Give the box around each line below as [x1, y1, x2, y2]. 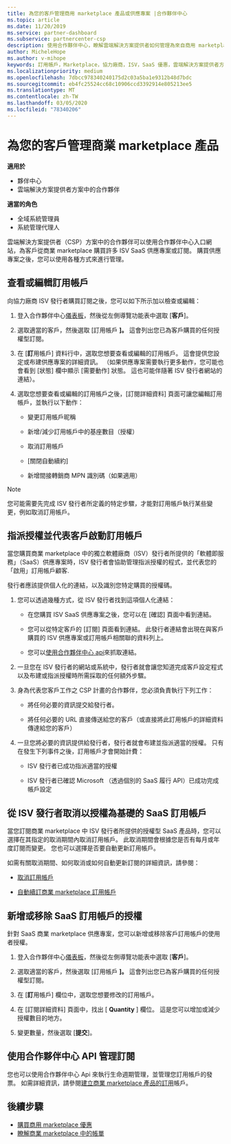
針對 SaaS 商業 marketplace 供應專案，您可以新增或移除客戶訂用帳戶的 [7, 929, 208, 938]
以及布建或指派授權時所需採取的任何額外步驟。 [16, 672, 150, 680]
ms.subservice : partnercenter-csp [7, 36, 107, 43]
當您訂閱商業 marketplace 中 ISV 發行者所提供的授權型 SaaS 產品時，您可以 [7, 827, 221, 835]
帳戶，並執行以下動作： [16, 398, 84, 406]
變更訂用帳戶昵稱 [27, 412, 76, 421]
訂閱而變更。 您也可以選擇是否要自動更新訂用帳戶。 [12, 844, 159, 852]
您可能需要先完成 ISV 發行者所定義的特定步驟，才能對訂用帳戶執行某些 [7, 499, 208, 507]
